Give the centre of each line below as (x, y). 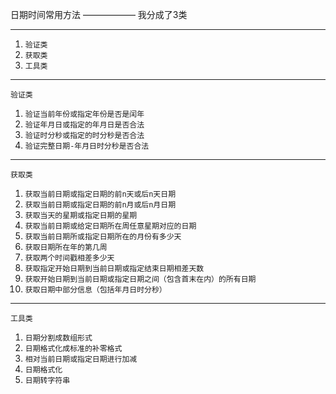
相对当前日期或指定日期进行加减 (81, 359)
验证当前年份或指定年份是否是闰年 (84, 114)
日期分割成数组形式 (58, 338)
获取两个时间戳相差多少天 (69, 258)
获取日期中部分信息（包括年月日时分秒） (95, 290)
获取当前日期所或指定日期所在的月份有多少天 (103, 237)
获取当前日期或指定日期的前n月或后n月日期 (100, 205)
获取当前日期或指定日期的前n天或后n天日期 (100, 194)
